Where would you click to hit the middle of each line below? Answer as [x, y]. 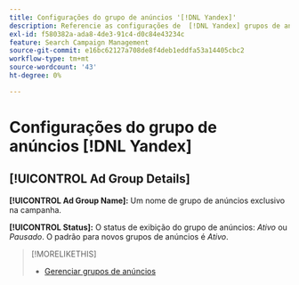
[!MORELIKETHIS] [64, 254]
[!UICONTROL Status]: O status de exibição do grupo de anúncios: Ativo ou [148, 227]
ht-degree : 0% [36, 76]
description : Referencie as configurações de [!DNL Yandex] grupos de [145, 26]
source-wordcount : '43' [53, 68]
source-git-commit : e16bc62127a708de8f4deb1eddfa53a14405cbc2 [127, 51]
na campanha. [36, 209]
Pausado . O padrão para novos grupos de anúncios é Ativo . [119, 236]
